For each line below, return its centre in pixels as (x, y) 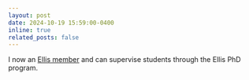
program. (23, 68)
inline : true (30, 30)
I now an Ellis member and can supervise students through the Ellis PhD (125, 60)
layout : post (30, 15)
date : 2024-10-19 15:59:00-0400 (61, 23)
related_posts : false (44, 37)
